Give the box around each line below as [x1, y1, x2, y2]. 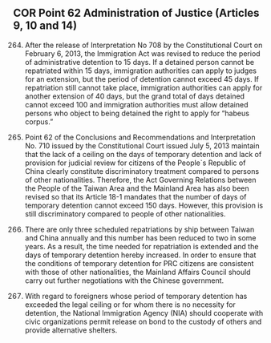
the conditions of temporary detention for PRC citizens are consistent [24, 258, 254, 268]
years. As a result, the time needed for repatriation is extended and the [24, 241, 259, 251]
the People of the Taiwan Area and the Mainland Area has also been [24, 184, 249, 193]
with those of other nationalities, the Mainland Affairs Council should [24, 267, 251, 276]
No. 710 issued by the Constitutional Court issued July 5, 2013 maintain [24, 140, 260, 151]
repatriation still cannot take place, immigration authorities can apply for [24, 83, 263, 92]
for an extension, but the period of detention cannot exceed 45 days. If [24, 74, 259, 83]
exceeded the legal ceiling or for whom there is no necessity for [24, 300, 236, 309]
